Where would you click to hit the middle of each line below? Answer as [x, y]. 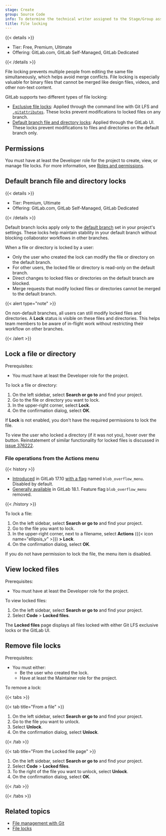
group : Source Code [25, 14]
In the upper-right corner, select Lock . [51, 405]
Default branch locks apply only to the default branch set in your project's [80, 227]
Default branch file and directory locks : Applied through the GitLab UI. [83, 122]
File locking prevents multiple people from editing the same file [69, 72]
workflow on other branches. [35, 329]
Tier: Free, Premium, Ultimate [42, 47]
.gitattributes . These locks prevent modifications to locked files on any [86, 112]
